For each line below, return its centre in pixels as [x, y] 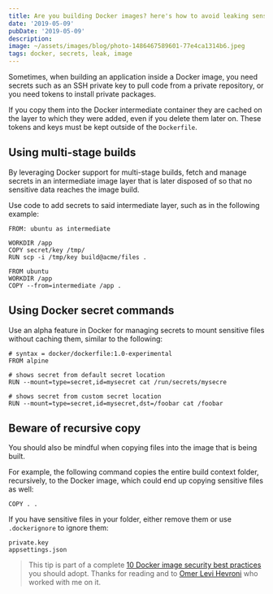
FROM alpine [28, 361]
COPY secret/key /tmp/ [47, 250]
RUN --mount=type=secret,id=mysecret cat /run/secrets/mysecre [118, 382]
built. [17, 457]
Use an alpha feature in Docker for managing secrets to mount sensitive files [136, 330]
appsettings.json [38, 550]
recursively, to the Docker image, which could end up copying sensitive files [136, 481]
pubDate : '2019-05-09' [47, 31]
